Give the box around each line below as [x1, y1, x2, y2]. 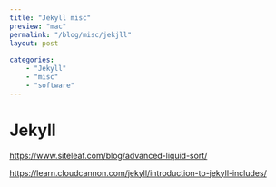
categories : [9, 55, 54, 64]
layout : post [9, 38, 59, 48]
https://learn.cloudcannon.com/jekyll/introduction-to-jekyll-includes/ [9, 167, 268, 178]
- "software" [25, 81, 75, 90]
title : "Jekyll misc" [9, 13, 92, 23]
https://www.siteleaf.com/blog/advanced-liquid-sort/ [9, 150, 208, 161]
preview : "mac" [9, 22, 67, 31]
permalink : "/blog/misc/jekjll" [9, 30, 132, 39]
